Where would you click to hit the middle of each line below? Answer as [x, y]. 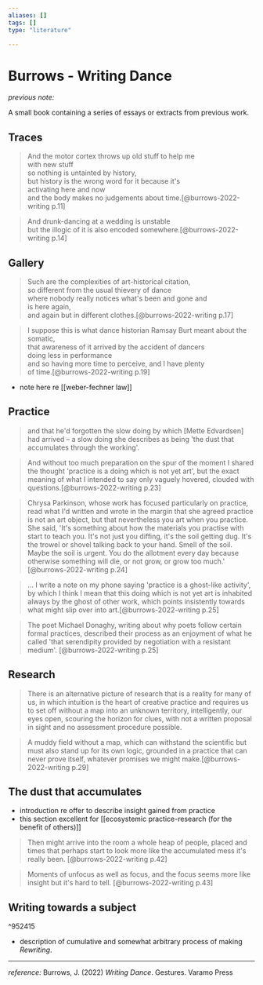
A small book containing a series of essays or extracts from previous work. [129, 113]
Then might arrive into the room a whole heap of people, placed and [137, 843]
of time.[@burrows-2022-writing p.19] [88, 372]
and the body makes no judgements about [95, 198]
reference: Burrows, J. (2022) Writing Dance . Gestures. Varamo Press [121, 972]
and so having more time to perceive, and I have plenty [116, 363]
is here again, [49, 306]
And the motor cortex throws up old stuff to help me [111, 156]
